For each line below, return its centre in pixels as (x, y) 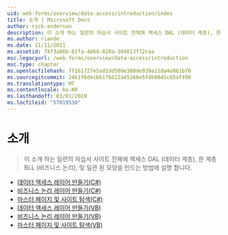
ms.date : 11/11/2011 (37, 45)
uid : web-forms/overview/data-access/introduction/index (90, 13)
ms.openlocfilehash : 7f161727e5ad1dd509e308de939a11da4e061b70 (99, 71)
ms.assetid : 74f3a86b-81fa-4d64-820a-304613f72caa (81, 52)
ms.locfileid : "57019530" (44, 103)
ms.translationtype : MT (41, 84)
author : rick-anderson (39, 26)
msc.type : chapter (33, 64)
